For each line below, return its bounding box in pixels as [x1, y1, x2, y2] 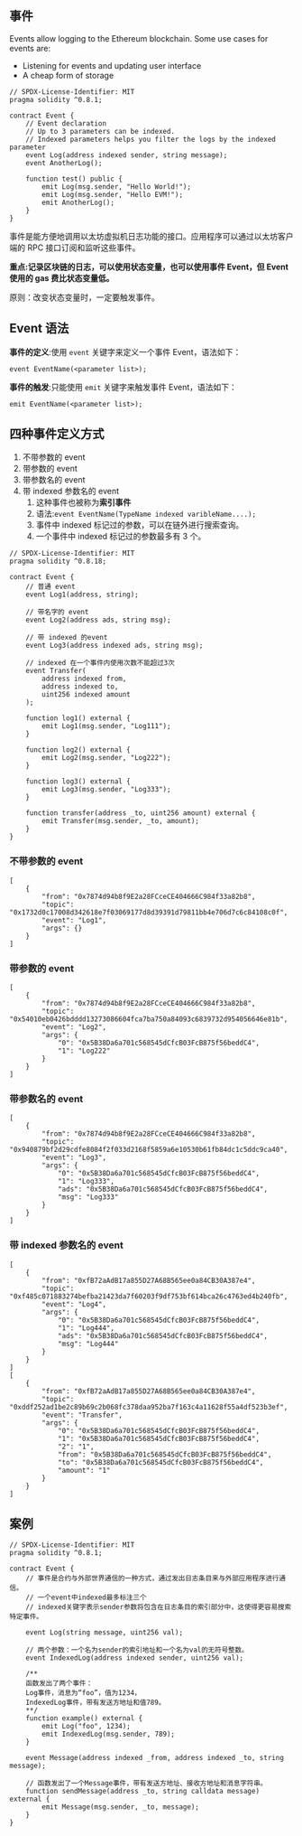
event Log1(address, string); [25, 590, 140, 599]
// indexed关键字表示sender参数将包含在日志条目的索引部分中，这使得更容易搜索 [25, 1603, 291, 1612]
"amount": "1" [57, 1466, 111, 1475]
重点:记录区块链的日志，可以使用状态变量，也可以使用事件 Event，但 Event [9, 261, 288, 272]
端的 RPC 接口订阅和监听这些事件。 [9, 242, 142, 253]
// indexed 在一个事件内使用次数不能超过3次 [25, 659, 175, 668]
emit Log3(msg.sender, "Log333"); [41, 785, 171, 794]
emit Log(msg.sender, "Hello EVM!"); [41, 190, 183, 199]
